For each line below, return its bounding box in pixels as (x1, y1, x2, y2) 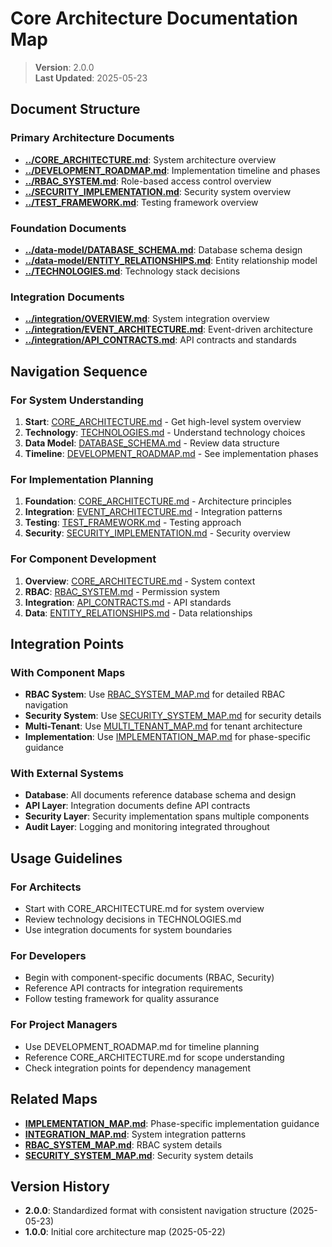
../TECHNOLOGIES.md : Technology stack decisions (24, 265, 241, 277)
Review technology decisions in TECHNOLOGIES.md (24, 913, 242, 926)
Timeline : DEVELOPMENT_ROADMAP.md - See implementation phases (24, 447, 319, 459)
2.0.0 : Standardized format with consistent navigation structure (24, 1205, 287, 1217)
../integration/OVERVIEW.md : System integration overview (24, 313, 270, 325)
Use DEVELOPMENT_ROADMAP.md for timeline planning (24, 1040, 260, 1052)
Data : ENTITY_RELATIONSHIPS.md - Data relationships (24, 607, 253, 619)
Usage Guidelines (10, 850, 123, 867)
